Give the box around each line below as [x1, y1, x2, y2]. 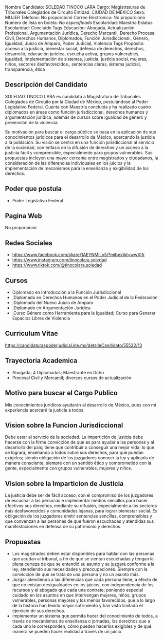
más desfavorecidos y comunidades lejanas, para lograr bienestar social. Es [5, 508, 158, 514]
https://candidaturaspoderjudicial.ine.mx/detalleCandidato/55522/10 [5, 342, 143, 348]
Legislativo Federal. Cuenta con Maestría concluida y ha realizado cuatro [5, 104, 151, 109]
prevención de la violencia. [5, 119, 59, 125]
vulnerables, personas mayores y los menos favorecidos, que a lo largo [12, 597, 155, 603]
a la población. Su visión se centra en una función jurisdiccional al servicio [5, 139, 154, 145]
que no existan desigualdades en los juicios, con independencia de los [12, 581, 154, 588]
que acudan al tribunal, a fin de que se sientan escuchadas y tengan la [12, 555, 154, 561]
